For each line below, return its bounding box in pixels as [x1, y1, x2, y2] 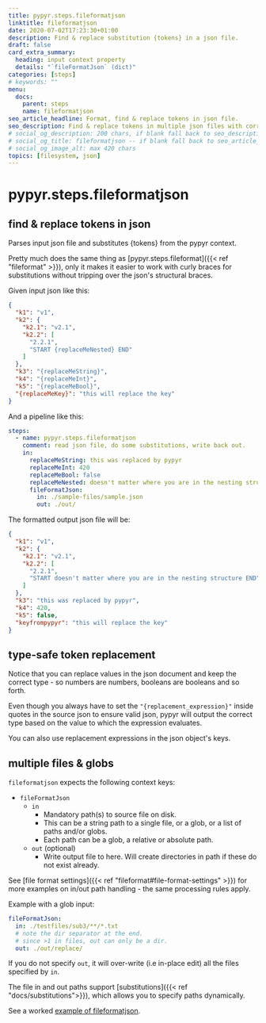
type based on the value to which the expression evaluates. [8, 718, 203, 728]
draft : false [8, 41, 51, 49]
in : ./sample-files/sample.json [36, 493, 144, 501]
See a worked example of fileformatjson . [8, 1006, 141, 1016]
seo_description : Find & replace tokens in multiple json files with [8, 122, 243, 130]
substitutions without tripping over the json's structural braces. [8, 270, 214, 280]
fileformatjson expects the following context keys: [8, 778, 176, 787]
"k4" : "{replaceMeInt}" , [15, 375, 97, 383]
